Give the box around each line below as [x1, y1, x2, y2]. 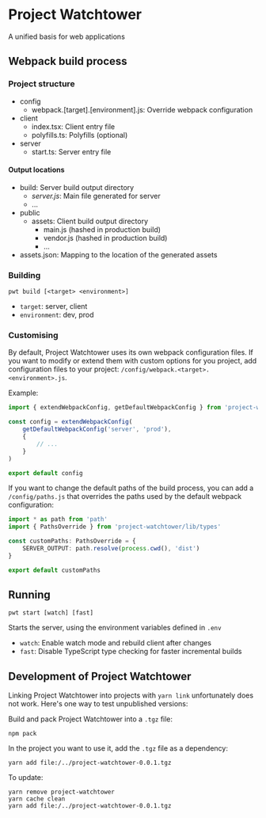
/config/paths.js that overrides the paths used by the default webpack [8, 492, 242, 501]
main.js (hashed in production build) [43, 224, 161, 234]
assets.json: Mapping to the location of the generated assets [19, 249, 218, 259]
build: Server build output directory [19, 182, 135, 192]
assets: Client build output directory [31, 216, 149, 226]
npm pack [8, 730, 37, 738]
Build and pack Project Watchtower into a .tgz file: [8, 714, 173, 724]
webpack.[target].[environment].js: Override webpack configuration [31, 105, 253, 114]
